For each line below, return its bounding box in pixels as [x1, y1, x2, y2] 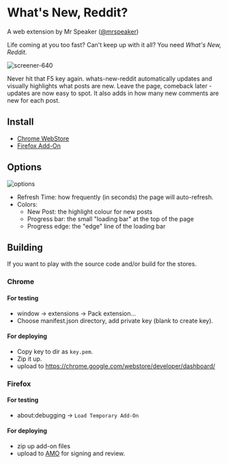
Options [7, 162, 42, 173]
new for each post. [7, 96, 60, 104]
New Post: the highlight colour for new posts [27, 207, 153, 216]
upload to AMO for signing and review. [16, 450, 126, 458]
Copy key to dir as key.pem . [16, 347, 94, 355]
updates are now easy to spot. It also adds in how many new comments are [7, 89, 220, 97]
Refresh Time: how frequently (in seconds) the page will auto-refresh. [16, 193, 214, 201]
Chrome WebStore [16, 134, 70, 142]
